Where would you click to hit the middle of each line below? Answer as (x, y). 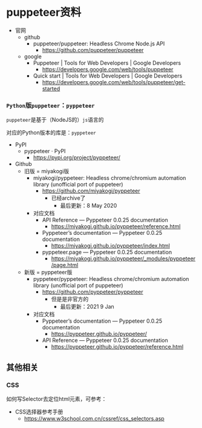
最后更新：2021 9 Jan (87, 307)
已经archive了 (68, 198)
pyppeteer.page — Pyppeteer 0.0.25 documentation (107, 252)
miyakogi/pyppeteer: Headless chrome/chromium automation (109, 178)
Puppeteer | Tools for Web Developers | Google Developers (107, 63)
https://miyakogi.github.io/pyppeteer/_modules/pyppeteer (123, 258)
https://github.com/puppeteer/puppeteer (93, 50)
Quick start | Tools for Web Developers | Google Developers (108, 76)
